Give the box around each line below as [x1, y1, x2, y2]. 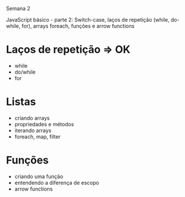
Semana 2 [6, 5, 30, 12]
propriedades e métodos [14, 120, 74, 127]
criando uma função [14, 172, 64, 180]
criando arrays [14, 114, 50, 122]
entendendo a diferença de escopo [14, 179, 99, 186]
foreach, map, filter [14, 133, 61, 140]
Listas [6, 95, 36, 109]
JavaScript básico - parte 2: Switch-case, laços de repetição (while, [6, 16, 170, 23]
